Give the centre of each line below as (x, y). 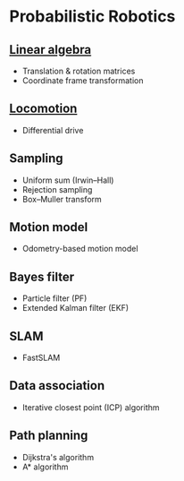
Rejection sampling (57, 189)
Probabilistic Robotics (92, 17)
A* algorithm (45, 467)
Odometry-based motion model (80, 249)
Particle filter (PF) (54, 298)
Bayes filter (42, 276)
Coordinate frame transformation (83, 81)
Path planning (49, 436)
